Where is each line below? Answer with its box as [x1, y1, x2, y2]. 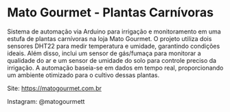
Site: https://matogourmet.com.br [7, 84, 102, 92]
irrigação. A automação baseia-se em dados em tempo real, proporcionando [7, 64, 224, 72]
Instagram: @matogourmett [7, 97, 85, 105]
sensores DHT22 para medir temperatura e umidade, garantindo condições [7, 42, 220, 50]
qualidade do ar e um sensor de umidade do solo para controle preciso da [7, 56, 217, 64]
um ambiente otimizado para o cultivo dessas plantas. [7, 70, 160, 79]
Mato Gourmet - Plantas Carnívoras [7, 5, 214, 20]
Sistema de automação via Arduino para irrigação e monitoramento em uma [7, 27, 221, 36]
